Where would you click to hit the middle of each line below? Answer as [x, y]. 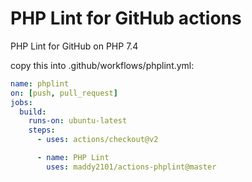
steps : [42, 130]
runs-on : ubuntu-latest [78, 121]
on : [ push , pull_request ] [64, 93]
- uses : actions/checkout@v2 [97, 140]
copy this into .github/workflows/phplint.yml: [102, 65]
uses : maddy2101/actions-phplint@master [131, 167]
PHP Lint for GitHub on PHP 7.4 [74, 46]
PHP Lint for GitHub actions [126, 18]
